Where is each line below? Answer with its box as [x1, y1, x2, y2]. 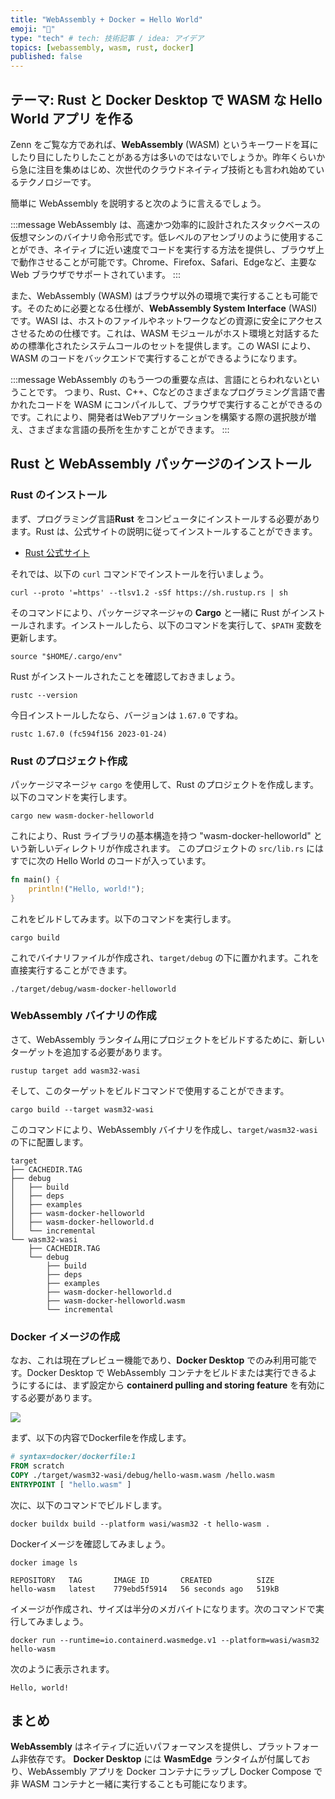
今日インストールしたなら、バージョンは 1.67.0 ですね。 [10, 709, 244, 721]
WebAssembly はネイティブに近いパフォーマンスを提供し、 [10, 1741, 258, 1753]
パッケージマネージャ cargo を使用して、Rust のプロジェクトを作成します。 [10, 778, 320, 790]
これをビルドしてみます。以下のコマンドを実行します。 [10, 912, 237, 925]
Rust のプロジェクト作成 [10, 754, 128, 768]
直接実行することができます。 [10, 964, 133, 976]
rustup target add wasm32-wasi [10, 1066, 141, 1076]
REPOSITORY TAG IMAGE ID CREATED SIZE [10, 1575, 275, 1585]
